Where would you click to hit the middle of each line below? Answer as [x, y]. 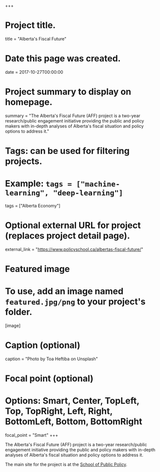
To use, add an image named [64, 291]
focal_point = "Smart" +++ [32, 435]
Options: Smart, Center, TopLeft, [72, 401]
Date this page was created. [63, 59]
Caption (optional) [43, 345]
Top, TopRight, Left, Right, [59, 411]
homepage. [29, 102]
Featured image [37, 269]
